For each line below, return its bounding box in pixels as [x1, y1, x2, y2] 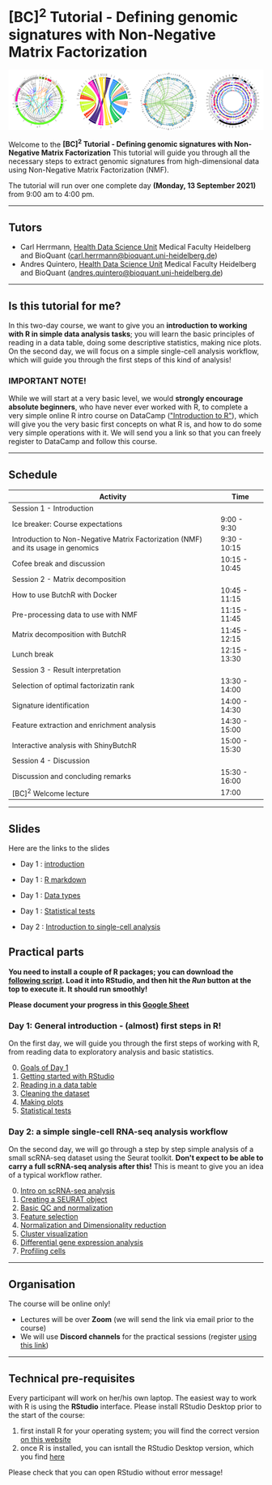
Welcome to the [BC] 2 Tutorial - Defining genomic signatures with [8, 138, 233, 149]
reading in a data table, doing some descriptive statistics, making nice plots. [8, 338, 261, 348]
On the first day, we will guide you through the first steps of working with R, [8, 1038, 261, 1048]
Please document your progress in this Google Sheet [8, 999, 189, 1009]
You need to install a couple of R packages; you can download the [8, 966, 234, 977]
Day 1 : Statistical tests [19, 905, 96, 916]
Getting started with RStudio [19, 1072, 115, 1081]
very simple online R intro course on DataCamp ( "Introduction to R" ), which [8, 411, 259, 421]
